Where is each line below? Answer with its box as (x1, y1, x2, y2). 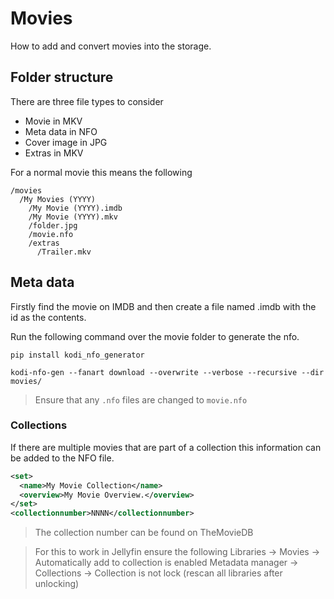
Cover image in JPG (24, 136, 108, 148)
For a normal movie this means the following (10, 166, 193, 178)
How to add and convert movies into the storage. (10, 40, 212, 52)
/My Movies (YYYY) (19, 194, 97, 204)
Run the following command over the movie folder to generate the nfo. (10, 330, 300, 342)
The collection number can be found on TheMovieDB (34, 527, 254, 539)
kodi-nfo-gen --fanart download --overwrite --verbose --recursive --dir (10, 367, 325, 377)
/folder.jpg (28, 220, 78, 231)
